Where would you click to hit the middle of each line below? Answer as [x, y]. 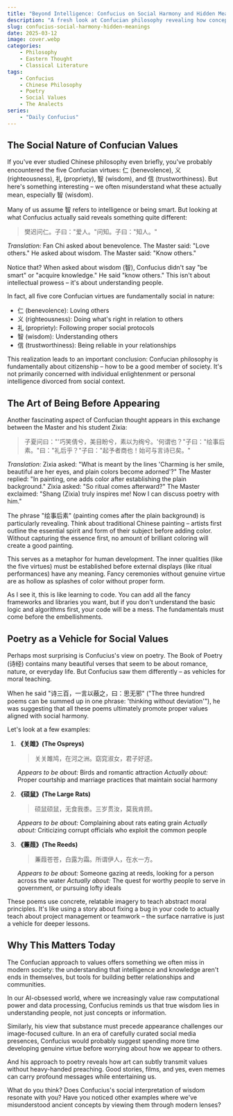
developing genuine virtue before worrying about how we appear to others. [115, 1048]
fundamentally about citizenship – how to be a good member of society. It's [115, 366]
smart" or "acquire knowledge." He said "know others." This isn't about [109, 275]
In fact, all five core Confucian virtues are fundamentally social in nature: [111, 296]
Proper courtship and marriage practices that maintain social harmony [117, 780]
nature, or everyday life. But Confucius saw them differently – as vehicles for [116, 672]
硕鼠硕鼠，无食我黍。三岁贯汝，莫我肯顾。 [95, 809]
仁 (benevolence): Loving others [63, 311]
